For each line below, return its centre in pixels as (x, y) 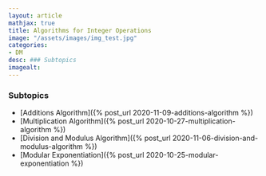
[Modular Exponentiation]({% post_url (82, 155)
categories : (28, 45)
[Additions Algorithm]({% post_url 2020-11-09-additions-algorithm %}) (137, 113)
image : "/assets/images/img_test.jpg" (73, 38)
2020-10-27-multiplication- (191, 121)
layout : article (35, 16)
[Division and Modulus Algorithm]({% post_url (95, 138)
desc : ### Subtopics (43, 61)
